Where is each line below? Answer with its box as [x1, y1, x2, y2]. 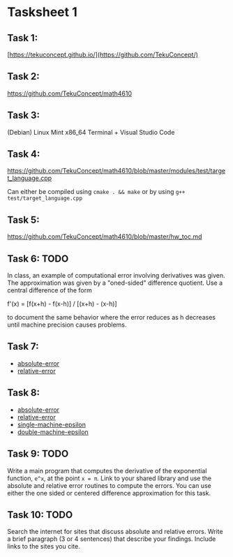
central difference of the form [7, 286, 92, 295]
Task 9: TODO [7, 448, 69, 460]
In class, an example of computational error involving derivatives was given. [7, 272, 225, 280]
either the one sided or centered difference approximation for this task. [7, 489, 211, 497]
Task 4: [7, 148, 40, 161]
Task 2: [7, 70, 40, 82]
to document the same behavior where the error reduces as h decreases [7, 313, 216, 322]
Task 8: [7, 387, 40, 399]
